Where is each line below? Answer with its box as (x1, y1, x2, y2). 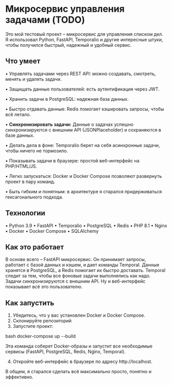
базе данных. (5, 132, 35, 138)
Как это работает (5, 243, 64, 251)
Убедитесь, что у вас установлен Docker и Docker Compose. (12, 312, 145, 319)
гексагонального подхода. (5, 194, 63, 200)
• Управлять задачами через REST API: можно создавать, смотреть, (5, 70, 156, 77)
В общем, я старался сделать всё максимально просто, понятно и (5, 369, 151, 375)
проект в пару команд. (5, 178, 55, 185)
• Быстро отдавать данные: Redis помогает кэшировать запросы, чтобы (5, 106, 164, 112)
